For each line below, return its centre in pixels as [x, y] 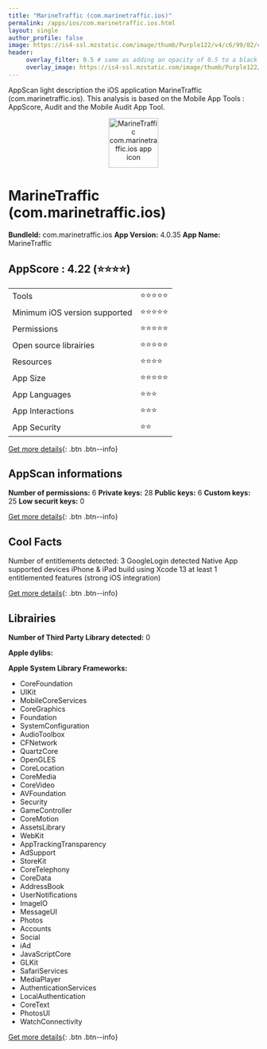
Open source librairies [54, 345]
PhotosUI [35, 1013]
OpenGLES [38, 760]
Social [30, 937]
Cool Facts [35, 542]
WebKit [32, 835]
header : [21, 52]
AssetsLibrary [43, 827]
